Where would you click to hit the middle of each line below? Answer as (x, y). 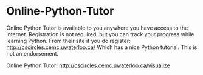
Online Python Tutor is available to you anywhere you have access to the (97, 28)
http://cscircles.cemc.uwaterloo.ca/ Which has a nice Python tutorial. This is (102, 47)
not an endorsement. (33, 53)
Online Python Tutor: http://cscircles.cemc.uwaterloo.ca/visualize (88, 65)
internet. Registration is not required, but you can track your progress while (100, 34)
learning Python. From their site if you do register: (68, 41)
